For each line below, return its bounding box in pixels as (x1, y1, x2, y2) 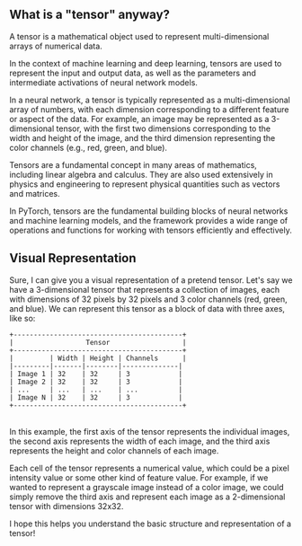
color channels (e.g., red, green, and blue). (9, 142, 168, 153)
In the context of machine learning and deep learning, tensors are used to (9, 57, 282, 68)
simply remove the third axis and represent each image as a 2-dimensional (9, 491, 286, 502)
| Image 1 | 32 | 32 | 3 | (9, 369, 182, 378)
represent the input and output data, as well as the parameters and (9, 67, 256, 78)
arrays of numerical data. (9, 40, 103, 51)
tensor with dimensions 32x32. (9, 500, 124, 511)
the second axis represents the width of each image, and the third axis (9, 436, 271, 446)
